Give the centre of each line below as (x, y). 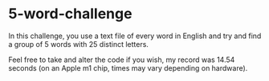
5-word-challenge (70, 14)
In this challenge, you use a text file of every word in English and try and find (135, 36)
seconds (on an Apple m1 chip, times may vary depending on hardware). (128, 67)
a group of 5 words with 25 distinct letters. (78, 44)
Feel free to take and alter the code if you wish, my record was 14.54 (122, 60)
